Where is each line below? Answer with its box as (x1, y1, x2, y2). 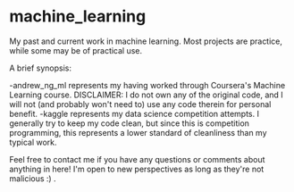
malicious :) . (9, 172, 56, 184)
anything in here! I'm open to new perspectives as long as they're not (9, 163, 265, 174)
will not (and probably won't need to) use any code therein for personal (9, 98, 272, 109)
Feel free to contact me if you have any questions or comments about (9, 154, 265, 164)
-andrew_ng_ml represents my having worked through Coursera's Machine (9, 79, 286, 90)
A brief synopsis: (9, 63, 71, 73)
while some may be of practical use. (9, 45, 143, 55)
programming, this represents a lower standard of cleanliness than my (9, 127, 267, 138)
